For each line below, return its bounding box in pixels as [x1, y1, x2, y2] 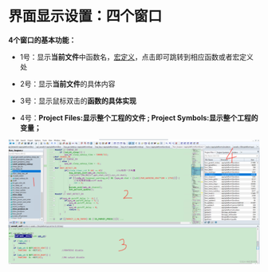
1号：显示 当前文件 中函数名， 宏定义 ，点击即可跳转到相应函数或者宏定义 [19, 52, 254, 61]
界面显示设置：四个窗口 [8, 7, 163, 26]
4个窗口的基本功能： [8, 35, 77, 45]
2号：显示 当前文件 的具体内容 [19, 79, 116, 89]
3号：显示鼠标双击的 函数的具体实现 [19, 96, 137, 105]
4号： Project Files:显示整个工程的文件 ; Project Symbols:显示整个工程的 [19, 112, 258, 122]
